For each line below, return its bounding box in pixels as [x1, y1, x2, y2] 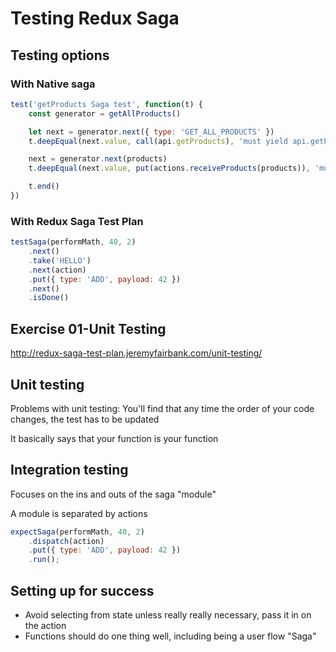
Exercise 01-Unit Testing [10, 320, 167, 337]
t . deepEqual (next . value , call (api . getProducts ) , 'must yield [28, 136, 288, 146]
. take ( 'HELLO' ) [28, 255, 92, 266]
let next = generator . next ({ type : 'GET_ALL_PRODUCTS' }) [28, 127, 275, 137]
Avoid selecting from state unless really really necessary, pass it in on [24, 609, 312, 621]
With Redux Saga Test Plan [10, 214, 144, 228]
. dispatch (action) [28, 536, 105, 546]
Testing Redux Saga [10, 7, 180, 30]
